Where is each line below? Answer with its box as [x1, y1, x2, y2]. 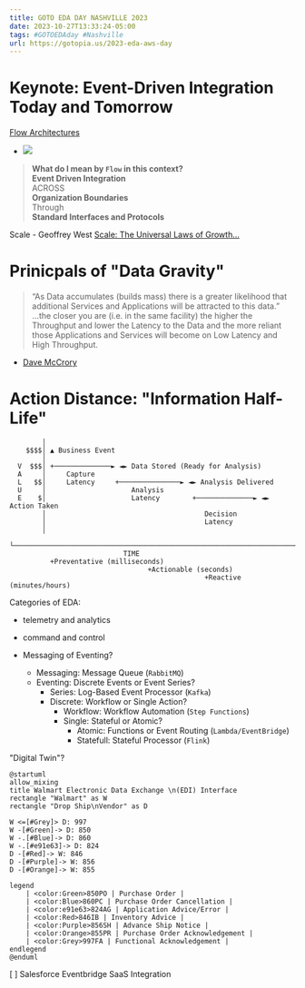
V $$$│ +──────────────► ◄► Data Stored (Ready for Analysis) [17, 462, 261, 471]
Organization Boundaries [31, 193, 129, 203]
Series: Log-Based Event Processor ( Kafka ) [49, 687, 212, 697]
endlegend [9, 945, 47, 954]
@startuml [9, 770, 47, 779]
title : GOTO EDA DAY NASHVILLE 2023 [9, 13, 148, 23]
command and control [22, 632, 106, 643]
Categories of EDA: [9, 597, 82, 608]
